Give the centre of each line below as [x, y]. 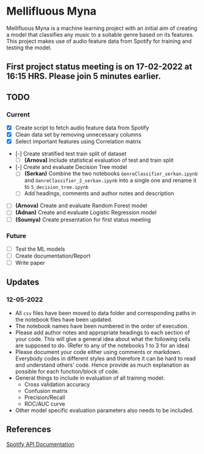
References [29, 429]
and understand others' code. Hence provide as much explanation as [102, 365]
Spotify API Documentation [40, 444]
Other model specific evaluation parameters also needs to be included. [104, 410]
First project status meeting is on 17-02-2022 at [99, 67]
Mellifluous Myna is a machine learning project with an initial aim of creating [102, 28]
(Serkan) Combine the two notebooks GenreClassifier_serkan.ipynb [111, 174]
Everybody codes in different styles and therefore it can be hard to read [105, 358]
